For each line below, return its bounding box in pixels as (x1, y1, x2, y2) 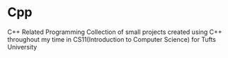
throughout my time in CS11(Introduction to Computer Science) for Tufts (7, 35, 216, 43)
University (7, 42, 38, 51)
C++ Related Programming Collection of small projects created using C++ (7, 28, 222, 36)
